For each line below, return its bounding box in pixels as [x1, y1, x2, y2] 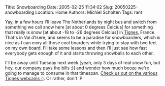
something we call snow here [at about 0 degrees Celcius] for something [5, 24, 153, 30]
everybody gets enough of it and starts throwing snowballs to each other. [5, 50, 154, 56]
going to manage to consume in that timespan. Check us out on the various [5, 70, 158, 76]
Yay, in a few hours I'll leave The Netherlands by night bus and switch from [5, 19, 157, 25]
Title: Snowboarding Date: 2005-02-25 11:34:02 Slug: [5, 4, 114, 10]
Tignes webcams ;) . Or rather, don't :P [5, 76, 83, 81]
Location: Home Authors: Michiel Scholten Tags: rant [35, 9, 142, 15]
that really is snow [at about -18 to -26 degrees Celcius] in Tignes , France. [5, 29, 156, 35]
